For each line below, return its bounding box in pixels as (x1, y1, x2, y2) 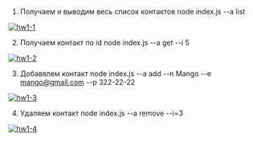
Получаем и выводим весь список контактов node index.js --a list (19, 7, 246, 16)
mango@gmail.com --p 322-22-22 (19, 78, 136, 87)
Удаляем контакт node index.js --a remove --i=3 (19, 108, 184, 118)
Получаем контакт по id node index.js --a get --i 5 (19, 38, 190, 47)
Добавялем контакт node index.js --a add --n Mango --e (19, 69, 212, 79)
